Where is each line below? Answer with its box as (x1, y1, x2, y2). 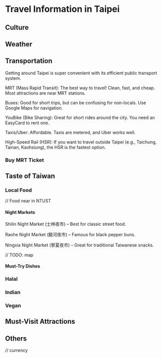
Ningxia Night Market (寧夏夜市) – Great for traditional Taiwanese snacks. (5, 242, 154, 248)
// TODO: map (5, 252, 34, 258)
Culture (5, 23, 29, 32)
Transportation (5, 57, 53, 65)
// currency (5, 348, 28, 354)
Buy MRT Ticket (5, 156, 44, 163)
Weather (5, 40, 33, 48)
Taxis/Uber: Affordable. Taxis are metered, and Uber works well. (5, 129, 136, 135)
